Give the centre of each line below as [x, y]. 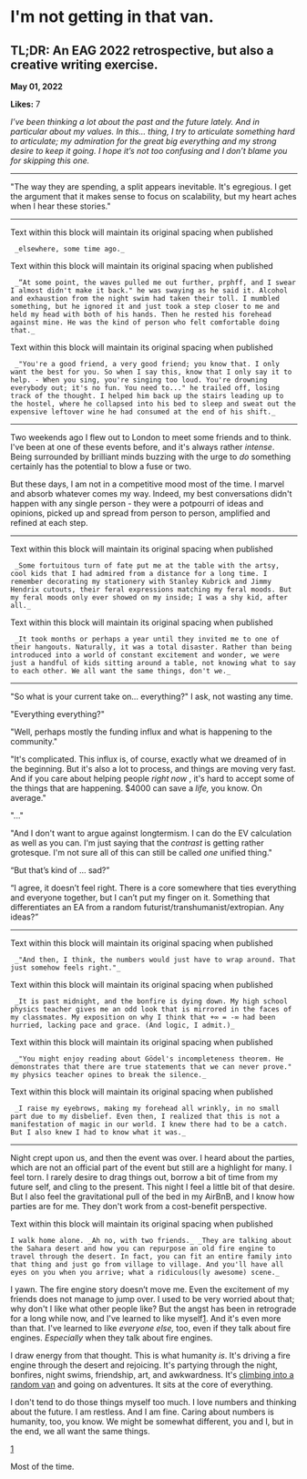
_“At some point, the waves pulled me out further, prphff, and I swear [155, 282]
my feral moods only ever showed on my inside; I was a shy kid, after [149, 598]
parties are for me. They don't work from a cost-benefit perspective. [139, 1206]
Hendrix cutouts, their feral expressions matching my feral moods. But [151, 590]
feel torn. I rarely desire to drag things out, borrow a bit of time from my [144, 1177]
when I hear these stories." [61, 206]
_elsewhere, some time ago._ [70, 249]
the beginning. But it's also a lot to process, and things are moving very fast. [153, 769]
